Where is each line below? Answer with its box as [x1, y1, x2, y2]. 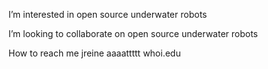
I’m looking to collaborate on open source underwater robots [8, 28, 258, 39]
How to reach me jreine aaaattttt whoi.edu [8, 47, 181, 59]
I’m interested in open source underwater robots [8, 9, 208, 20]
